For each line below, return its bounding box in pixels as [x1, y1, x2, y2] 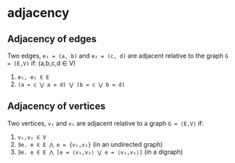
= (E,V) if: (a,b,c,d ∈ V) [7, 59, 76, 67]
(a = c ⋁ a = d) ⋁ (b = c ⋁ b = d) [17, 81, 125, 89]
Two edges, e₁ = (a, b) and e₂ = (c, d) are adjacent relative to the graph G [7, 51, 229, 60]
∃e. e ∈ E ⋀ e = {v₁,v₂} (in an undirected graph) [17, 140, 163, 148]
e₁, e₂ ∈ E [17, 74, 50, 81]
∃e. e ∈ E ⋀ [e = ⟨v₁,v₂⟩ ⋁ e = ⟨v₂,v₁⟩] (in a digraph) [17, 148, 184, 156]
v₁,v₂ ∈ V [17, 133, 47, 141]
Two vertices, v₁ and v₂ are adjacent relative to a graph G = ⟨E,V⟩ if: [7, 119, 204, 127]
